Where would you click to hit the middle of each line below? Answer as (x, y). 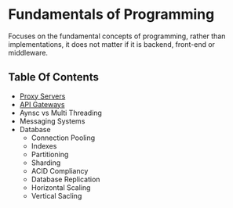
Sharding (46, 163)
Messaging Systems (52, 121)
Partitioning (50, 154)
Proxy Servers (42, 96)
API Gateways (42, 104)
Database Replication (66, 179)
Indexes (44, 145)
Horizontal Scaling (61, 187)
